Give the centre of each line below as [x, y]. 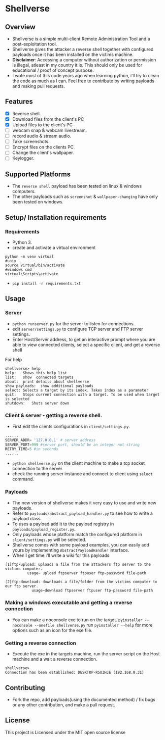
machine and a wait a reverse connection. [55, 659]
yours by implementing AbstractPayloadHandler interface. [71, 550]
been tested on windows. [38, 202]
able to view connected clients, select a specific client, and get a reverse [86, 345]
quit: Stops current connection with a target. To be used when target [82, 395]
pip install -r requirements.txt [47, 283]
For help [14, 359]
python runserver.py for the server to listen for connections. [73, 323]
